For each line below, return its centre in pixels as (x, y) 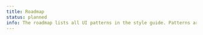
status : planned (27, 17)
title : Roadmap (25, 12)
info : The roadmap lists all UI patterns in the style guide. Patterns (98, 23)
